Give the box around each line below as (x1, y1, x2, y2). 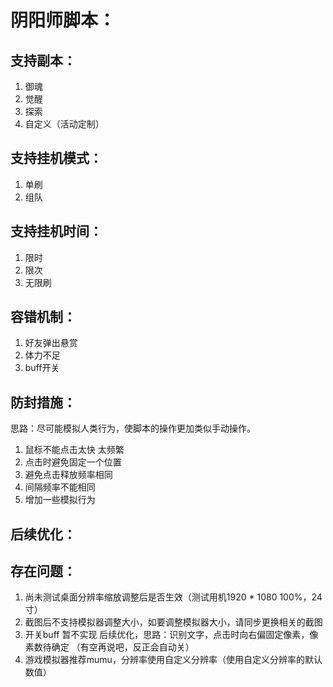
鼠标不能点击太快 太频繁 (24, 444, 125, 456)
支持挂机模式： (10, 150, 103, 167)
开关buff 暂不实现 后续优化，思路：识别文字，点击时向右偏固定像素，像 (24, 629, 319, 641)
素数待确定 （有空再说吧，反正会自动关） (24, 641, 195, 653)
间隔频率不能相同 (24, 481, 96, 493)
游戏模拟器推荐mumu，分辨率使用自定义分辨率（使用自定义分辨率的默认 (24, 654, 323, 666)
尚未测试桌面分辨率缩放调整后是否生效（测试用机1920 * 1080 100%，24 (24, 591, 323, 603)
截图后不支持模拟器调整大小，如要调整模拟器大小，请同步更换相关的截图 (24, 616, 323, 628)
